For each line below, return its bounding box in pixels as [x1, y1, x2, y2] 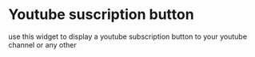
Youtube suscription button [8, 6, 194, 24]
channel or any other [8, 40, 78, 49]
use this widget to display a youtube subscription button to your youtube [8, 32, 248, 41]
